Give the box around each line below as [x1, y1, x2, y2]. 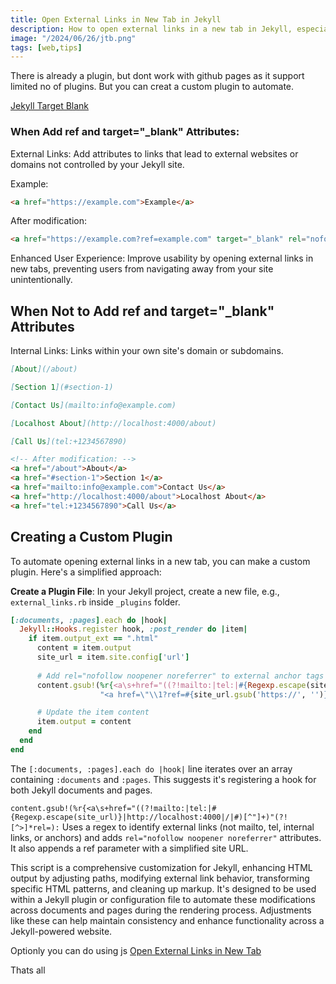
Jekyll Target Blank [10, 100, 90, 112]
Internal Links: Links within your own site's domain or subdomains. [10, 345, 284, 357]
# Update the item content [36, 707, 150, 718]
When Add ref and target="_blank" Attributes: [10, 125, 240, 139]
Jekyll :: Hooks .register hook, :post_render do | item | [19, 624, 248, 635]
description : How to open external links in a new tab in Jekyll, [10, 24, 293, 34]
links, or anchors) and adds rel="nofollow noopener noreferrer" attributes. [10, 831, 322, 843]
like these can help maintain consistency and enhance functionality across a [10, 914, 325, 926]
